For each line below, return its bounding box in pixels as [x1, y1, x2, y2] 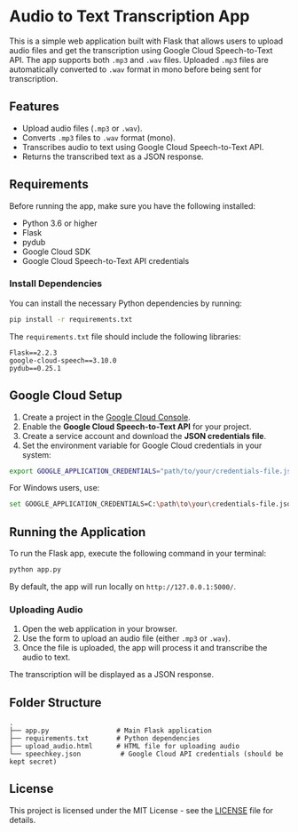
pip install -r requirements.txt [9, 315, 133, 324]
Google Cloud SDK [21, 246, 91, 257]
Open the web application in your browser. [21, 624, 177, 635]
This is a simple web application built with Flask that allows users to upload [9, 36, 284, 46]
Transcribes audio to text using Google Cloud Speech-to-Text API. [21, 141, 264, 152]
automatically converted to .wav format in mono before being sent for [9, 64, 262, 75]
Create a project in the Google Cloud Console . [21, 412, 191, 422]
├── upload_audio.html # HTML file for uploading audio [9, 742, 240, 751]
